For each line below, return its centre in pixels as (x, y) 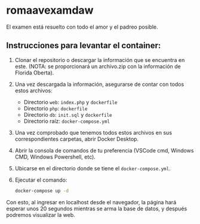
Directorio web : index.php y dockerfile (70, 102)
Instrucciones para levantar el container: (84, 46)
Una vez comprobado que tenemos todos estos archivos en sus (93, 132)
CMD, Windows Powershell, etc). (55, 157)
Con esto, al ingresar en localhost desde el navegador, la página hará (91, 202)
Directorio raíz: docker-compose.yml (67, 121)
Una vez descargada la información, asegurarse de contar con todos (99, 84)
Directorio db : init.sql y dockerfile (68, 114)
